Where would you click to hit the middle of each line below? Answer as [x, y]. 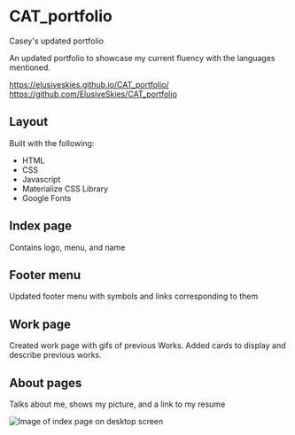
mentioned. [30, 67]
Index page [41, 226]
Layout [29, 122]
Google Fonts [47, 198]
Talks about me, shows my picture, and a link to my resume [117, 404]
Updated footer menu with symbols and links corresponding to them [134, 296]
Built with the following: [52, 143]
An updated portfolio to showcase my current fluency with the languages [142, 58]
